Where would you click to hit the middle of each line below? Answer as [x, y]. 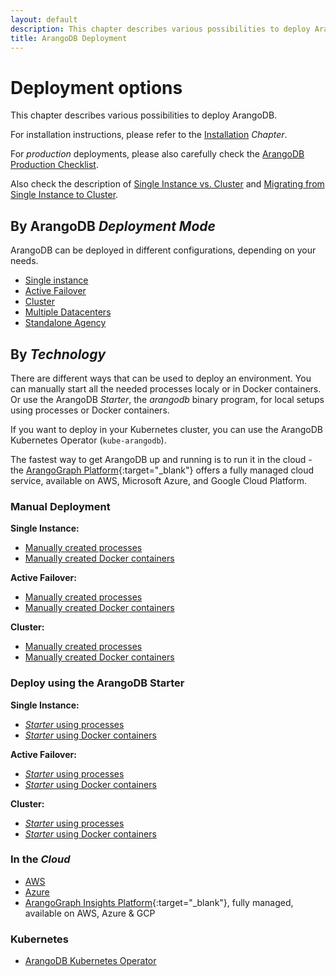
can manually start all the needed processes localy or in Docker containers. [166, 388]
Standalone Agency [65, 323]
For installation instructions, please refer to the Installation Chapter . [149, 135]
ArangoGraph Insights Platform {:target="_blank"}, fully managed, [159, 902]
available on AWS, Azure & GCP [90, 913]
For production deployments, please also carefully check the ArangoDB [157, 154]
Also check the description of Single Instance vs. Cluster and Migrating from [167, 184]
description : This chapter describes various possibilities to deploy [160, 29]
